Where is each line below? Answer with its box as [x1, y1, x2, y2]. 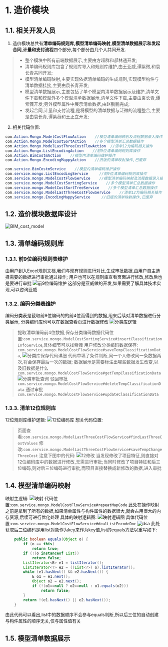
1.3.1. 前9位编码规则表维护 [5, 255, 68, 262]
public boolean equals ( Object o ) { [14, 537, 88, 542]
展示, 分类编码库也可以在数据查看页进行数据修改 [9, 319, 108, 325]
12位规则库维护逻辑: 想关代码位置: [5, 417, 103, 423]
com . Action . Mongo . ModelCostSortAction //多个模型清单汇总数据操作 [5, 139, 144, 144]
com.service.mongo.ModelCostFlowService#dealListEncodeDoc [10, 522, 136, 527]
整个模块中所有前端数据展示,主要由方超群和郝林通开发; [24, 57, 137, 63]
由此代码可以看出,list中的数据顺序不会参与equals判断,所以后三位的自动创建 [5, 612, 159, 618]
